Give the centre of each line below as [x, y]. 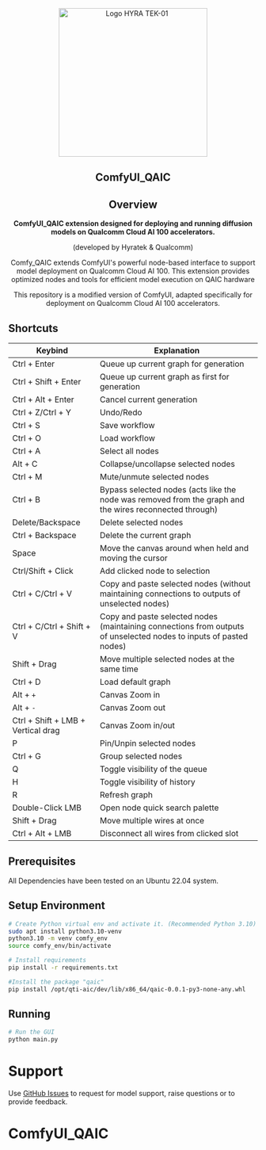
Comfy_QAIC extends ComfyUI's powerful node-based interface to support [133, 263]
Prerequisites [42, 862]
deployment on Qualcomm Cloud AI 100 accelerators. [133, 304]
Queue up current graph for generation [172, 364]
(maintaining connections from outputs [172, 627]
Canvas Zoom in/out [138, 726]
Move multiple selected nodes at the [167, 659]
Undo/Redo [121, 413]
